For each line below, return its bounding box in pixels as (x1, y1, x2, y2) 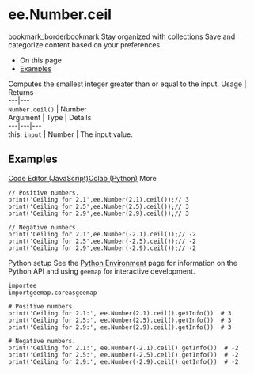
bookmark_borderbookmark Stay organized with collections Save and (8, 32, 236, 41)
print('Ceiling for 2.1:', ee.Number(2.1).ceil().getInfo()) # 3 (8, 309, 232, 317)
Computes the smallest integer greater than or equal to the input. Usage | (8, 79, 247, 89)
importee (8, 281, 37, 289)
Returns (8, 87, 34, 96)
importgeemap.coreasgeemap (8, 289, 97, 297)
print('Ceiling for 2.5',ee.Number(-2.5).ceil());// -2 (8, 237, 196, 245)
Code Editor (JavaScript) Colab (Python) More (8, 173, 157, 183)
